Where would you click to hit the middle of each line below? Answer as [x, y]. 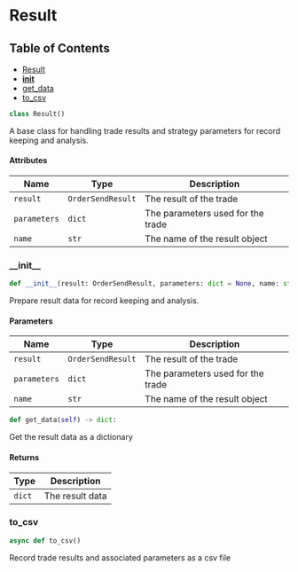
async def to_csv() [45, 541]
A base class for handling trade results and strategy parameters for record [145, 130]
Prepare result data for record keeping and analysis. [104, 301]
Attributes [28, 161]
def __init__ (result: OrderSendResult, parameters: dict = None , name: [144, 284]
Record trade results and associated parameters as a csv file [120, 557]
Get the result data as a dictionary [71, 437]
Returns [24, 457]
